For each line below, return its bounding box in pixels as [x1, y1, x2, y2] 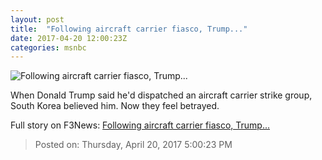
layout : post [10, 14, 65, 25]
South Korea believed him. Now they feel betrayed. [10, 100, 220, 112]
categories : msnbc [10, 42, 87, 53]
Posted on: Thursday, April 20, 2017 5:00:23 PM [34, 139, 233, 151]
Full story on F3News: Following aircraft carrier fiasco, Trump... [10, 119, 270, 131]
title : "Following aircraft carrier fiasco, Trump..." [10, 24, 248, 34]
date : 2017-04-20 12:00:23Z [10, 33, 128, 43]
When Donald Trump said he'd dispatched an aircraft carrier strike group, [10, 89, 313, 101]
